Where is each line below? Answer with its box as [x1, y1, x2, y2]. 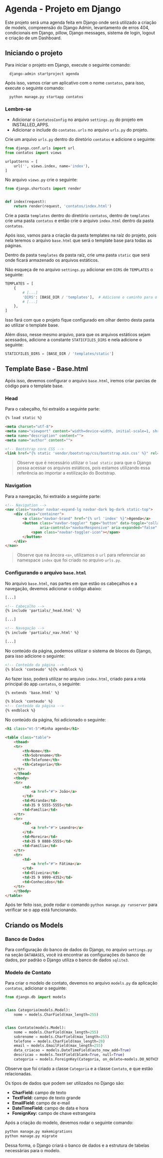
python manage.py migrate [5, 1133, 57, 1139]
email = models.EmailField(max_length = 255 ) [14, 1043, 103, 1048]
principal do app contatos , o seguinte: [5, 681, 81, 687]
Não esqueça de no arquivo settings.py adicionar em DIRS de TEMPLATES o [5, 267, 153, 272]
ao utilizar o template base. [5, 322, 59, 328]
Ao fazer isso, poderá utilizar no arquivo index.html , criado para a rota [5, 676, 146, 681]
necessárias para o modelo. [5, 1147, 61, 1153]
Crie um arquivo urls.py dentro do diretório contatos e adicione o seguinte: [5, 136, 156, 142]
